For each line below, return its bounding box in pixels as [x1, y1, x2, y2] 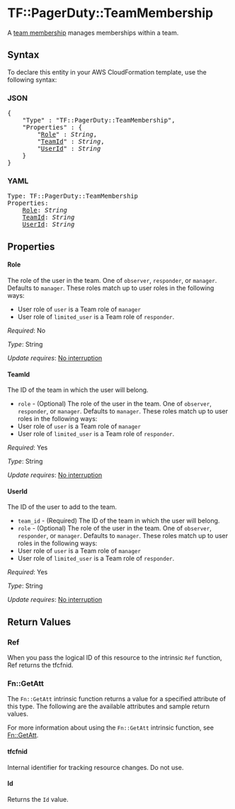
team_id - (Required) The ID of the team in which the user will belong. [17, 516, 220, 525]
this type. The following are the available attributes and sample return [7, 702, 210, 710]
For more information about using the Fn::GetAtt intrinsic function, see [7, 723, 214, 732]
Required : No [7, 326, 46, 335]
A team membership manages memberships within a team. [7, 28, 179, 37]
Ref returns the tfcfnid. [7, 661, 74, 669]
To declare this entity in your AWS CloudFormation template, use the [7, 67, 207, 76]
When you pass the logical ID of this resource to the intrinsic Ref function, [7, 654, 222, 662]
